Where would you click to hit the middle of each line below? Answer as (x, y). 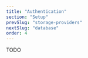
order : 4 (17, 33)
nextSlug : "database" (33, 28)
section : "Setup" (27, 17)
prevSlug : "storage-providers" (44, 22)
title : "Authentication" (36, 11)
